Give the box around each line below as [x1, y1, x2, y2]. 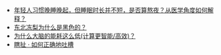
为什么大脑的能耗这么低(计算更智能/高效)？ [13, 32, 136, 40]
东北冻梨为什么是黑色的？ [13, 23, 87, 31]
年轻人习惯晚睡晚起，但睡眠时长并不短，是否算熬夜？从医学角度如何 [13, 6, 208, 14]
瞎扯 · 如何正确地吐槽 [13, 41, 74, 48]
